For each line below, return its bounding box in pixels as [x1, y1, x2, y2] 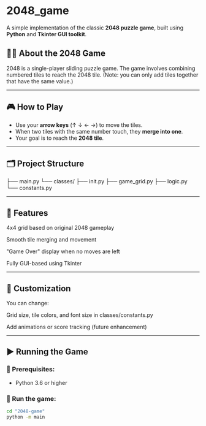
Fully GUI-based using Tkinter [6, 260, 82, 267]
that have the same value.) [6, 77, 74, 85]
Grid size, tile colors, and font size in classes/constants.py [6, 311, 153, 319]
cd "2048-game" [6, 408, 45, 414]
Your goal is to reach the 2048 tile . [15, 134, 104, 142]
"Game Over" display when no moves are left [6, 248, 121, 255]
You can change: [6, 300, 49, 306]
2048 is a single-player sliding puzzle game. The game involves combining [6, 64, 196, 72]
